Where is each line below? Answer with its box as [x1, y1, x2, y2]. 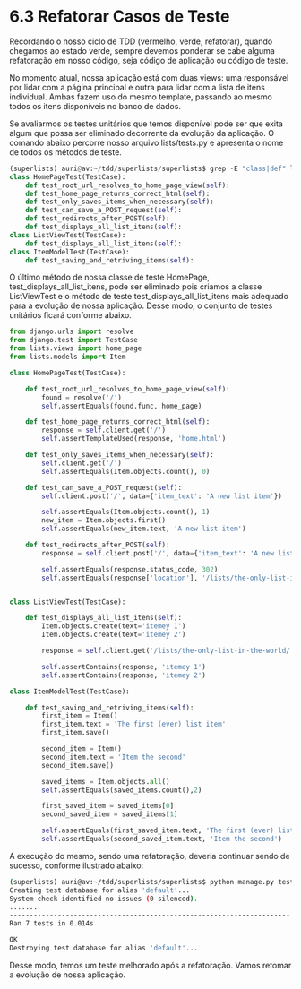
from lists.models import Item [9, 352, 126, 362]
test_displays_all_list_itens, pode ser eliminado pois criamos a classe [9, 281, 262, 292]
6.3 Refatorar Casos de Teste [9, 6, 230, 27]
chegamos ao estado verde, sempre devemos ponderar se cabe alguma [9, 45, 275, 56]
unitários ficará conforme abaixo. [9, 310, 132, 321]
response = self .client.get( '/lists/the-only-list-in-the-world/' [41, 647, 295, 656]
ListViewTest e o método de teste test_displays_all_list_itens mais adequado [9, 291, 289, 302]
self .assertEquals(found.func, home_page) [41, 401, 202, 410]
